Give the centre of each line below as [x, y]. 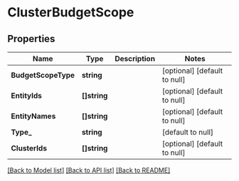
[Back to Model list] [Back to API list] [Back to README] [89, 170]
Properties [31, 39]
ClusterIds [29, 148]
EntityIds [27, 95]
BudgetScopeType [43, 75]
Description [135, 59]
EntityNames [33, 116]
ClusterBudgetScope [71, 12]
